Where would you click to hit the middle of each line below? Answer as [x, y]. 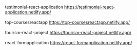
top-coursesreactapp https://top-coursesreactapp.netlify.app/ [68, 22]
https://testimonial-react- [89, 7]
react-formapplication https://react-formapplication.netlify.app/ [69, 43]
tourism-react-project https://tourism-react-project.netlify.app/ [68, 32]
